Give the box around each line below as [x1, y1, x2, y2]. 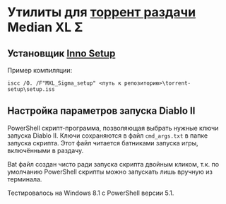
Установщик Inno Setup [7, 47, 116, 59]
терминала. [7, 174, 42, 184]
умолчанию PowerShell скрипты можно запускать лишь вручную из [7, 167, 213, 176]
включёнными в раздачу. [7, 146, 84, 155]
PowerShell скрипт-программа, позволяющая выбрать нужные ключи [7, 124, 219, 132]
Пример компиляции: [7, 66, 73, 74]
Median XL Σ [7, 19, 83, 35]
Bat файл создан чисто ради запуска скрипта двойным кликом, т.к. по [7, 160, 220, 168]
